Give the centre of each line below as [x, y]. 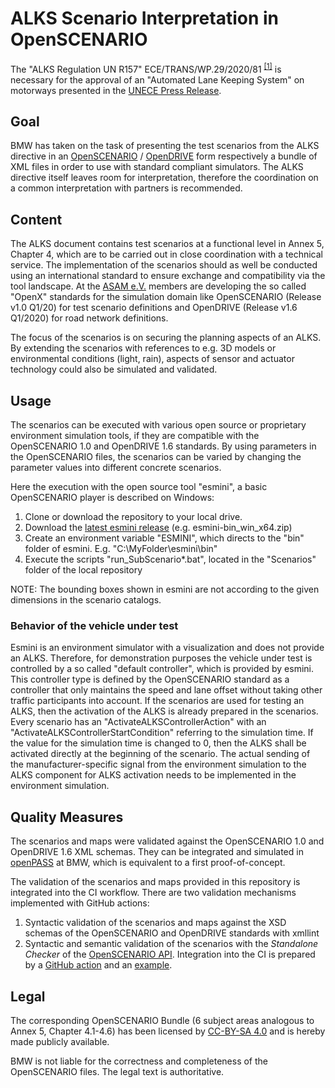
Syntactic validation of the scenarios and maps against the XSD [155, 923]
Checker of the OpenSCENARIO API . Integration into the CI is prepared [170, 954]
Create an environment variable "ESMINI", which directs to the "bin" [164, 538]
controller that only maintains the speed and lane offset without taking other [166, 690]
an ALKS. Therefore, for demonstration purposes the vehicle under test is [161, 658]
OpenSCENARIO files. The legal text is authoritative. [117, 1071]
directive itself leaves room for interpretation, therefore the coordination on [164, 178]
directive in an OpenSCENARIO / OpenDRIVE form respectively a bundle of [164, 156]
